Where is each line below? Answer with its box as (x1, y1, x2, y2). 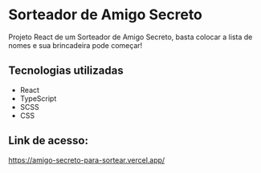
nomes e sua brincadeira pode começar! (8, 40, 143, 50)
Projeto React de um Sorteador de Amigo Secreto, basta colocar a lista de (8, 32, 253, 42)
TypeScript (19, 94, 57, 103)
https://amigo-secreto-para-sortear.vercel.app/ (8, 155, 165, 165)
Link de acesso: (8, 134, 88, 147)
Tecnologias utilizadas (8, 64, 124, 78)
